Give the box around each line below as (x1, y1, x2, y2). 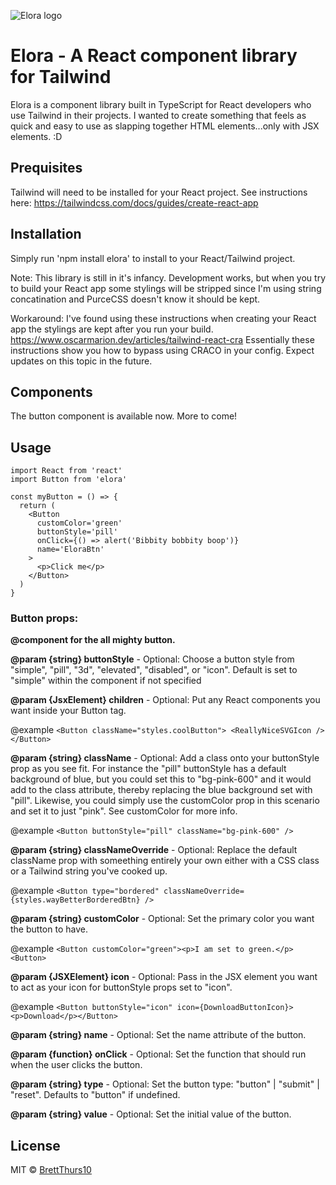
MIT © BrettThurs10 (10, 1164, 92, 1176)
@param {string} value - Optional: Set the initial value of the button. (10, 1108, 292, 1120)
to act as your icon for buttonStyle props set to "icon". (10, 981, 233, 994)
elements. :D (10, 130, 63, 142)
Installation (10, 226, 82, 243)
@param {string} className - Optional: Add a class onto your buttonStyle (10, 752, 320, 764)
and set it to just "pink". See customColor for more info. (10, 805, 238, 817)
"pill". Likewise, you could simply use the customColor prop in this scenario (10, 795, 320, 807)
